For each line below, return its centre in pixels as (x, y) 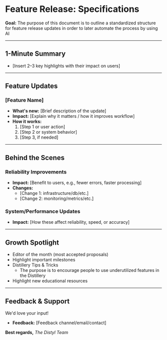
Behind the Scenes (35, 158)
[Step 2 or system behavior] (48, 132)
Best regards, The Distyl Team (37, 333)
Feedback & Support (38, 301)
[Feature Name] (24, 100)
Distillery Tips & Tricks (35, 265)
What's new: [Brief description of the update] (59, 111)
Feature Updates (32, 86)
